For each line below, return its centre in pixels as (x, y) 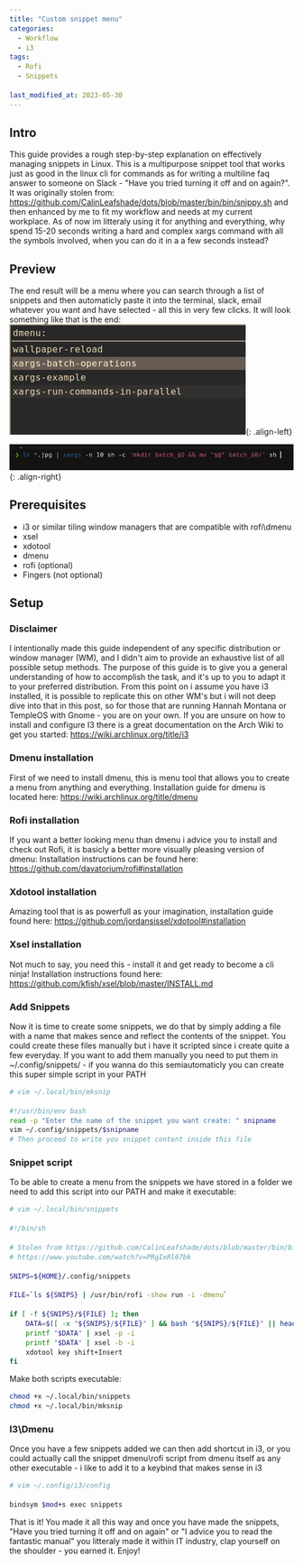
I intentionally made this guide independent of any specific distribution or (145, 649)
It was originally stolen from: (62, 193)
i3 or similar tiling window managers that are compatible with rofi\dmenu (157, 527)
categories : (32, 28)
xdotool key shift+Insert (74, 1352)
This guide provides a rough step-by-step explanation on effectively (136, 154)
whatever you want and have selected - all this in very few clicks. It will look (150, 310)
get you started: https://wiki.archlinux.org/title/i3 (99, 734)
